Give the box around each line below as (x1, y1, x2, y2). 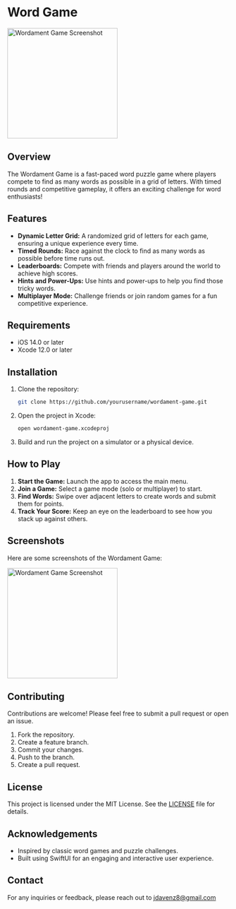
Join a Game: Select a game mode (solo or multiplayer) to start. (17, 485, 203, 493)
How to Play (7, 458, 61, 470)
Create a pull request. (17, 761, 81, 769)
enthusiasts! (7, 192, 43, 201)
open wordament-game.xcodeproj (17, 425, 110, 432)
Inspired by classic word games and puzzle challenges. (17, 847, 178, 855)
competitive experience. (17, 299, 88, 307)
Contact (7, 874, 44, 886)
